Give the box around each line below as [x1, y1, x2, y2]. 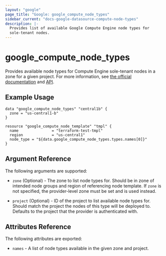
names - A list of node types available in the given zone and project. [12, 246, 149, 252]
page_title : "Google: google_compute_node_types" [5, 12, 110, 17]
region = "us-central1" [9, 132, 85, 137]
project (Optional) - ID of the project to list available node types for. [12, 197, 151, 204]
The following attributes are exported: [5, 236, 82, 242]
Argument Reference [5, 155, 71, 163]
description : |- [5, 21, 39, 26]
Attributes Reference [5, 222, 71, 231]
